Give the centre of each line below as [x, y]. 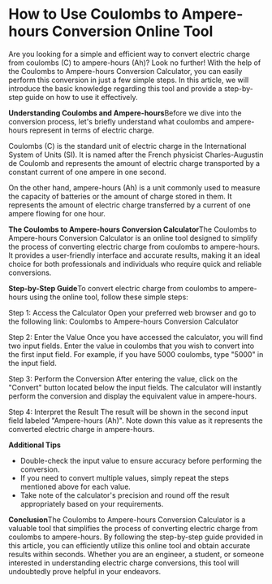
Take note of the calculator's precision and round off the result [125, 495]
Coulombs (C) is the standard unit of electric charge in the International [127, 146]
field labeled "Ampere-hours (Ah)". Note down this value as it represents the [136, 421]
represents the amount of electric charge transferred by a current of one [130, 205]
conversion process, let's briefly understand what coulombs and [117, 121]
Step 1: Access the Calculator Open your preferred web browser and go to [132, 312]
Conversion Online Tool [132, 31]
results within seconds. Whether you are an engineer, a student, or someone [136, 554]
